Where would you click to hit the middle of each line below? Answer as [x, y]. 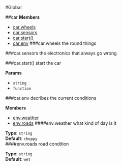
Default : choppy [21, 139]
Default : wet [18, 159]
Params [13, 73]
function [22, 89]
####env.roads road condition [37, 144]
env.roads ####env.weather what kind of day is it [65, 123]
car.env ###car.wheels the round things [54, 43]
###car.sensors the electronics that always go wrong [61, 53]
